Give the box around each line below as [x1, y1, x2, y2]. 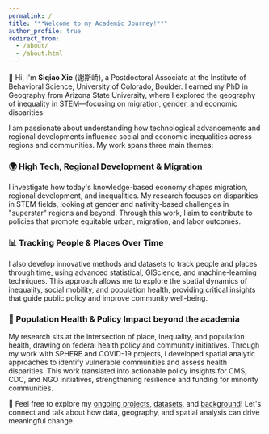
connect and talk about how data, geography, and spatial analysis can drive [8, 407, 260, 417]
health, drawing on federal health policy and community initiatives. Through [8, 340, 260, 350]
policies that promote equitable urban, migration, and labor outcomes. [8, 217, 242, 226]
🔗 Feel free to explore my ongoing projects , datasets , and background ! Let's [8, 398, 262, 408]
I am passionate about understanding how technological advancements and [8, 123, 261, 133]
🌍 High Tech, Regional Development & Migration [8, 161, 204, 172]
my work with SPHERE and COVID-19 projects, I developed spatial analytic [8, 348, 256, 358]
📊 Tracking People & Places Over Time [8, 238, 164, 249]
